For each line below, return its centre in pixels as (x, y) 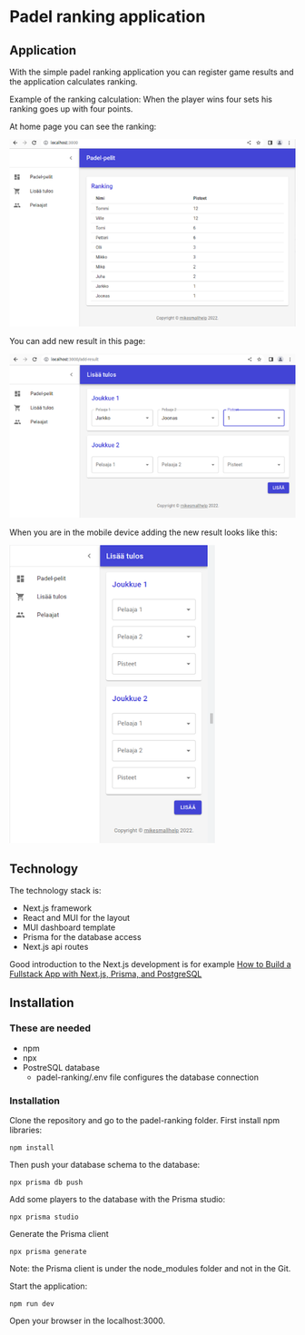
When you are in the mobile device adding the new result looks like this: (143, 532)
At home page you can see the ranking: (83, 126)
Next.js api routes (55, 947)
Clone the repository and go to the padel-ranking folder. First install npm (144, 1121)
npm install (32, 1148)
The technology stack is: (55, 891)
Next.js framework (57, 908)
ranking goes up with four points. (71, 109)
